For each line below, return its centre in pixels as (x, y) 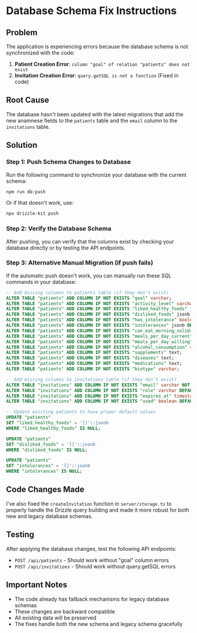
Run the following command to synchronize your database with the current (96, 175)
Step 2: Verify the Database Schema (59, 229)
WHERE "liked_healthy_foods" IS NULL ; (53, 428)
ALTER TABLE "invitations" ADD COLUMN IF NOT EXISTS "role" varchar (91, 390)
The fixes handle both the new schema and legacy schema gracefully (98, 624)
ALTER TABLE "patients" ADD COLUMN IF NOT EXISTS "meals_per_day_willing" (99, 341)
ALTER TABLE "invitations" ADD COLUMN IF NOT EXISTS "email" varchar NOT (98, 385)
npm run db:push (26, 192)
